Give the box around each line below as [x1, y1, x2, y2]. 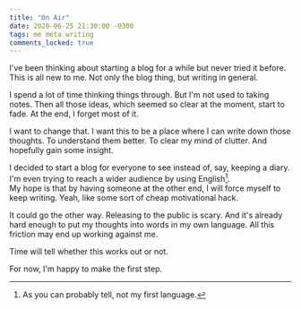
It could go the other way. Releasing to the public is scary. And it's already [9, 210, 283, 220]
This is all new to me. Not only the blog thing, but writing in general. [9, 73, 259, 83]
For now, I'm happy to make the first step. [9, 263, 163, 274]
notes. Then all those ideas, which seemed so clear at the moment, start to [9, 99, 285, 110]
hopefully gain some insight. [9, 145, 114, 156]
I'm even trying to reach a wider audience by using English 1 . [9, 172, 231, 184]
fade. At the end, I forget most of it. [9, 108, 139, 119]
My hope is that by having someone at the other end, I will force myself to [9, 183, 281, 193]
